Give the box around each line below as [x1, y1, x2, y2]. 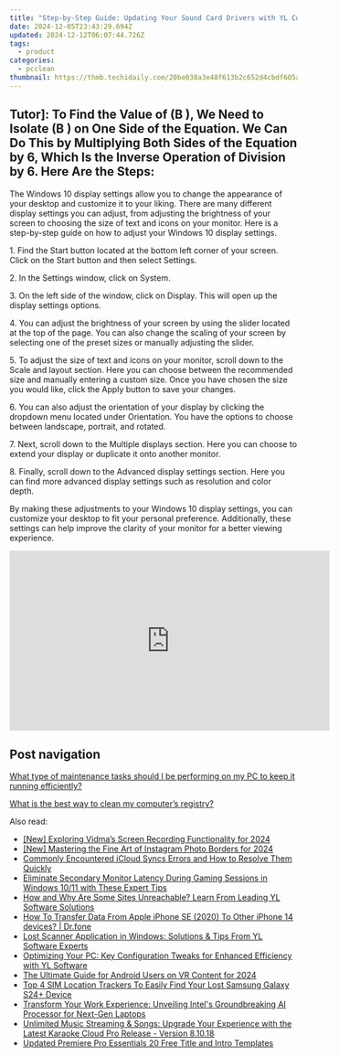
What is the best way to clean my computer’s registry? [9, 798, 215, 809]
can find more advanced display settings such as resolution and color [9, 475, 271, 486]
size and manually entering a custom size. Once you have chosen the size [9, 374, 288, 385]
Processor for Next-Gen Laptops [22, 1009, 146, 1020]
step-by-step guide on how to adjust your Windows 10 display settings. [9, 227, 277, 238]
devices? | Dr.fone [22, 921, 91, 933]
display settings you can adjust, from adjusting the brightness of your [9, 208, 271, 219]
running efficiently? [9, 781, 82, 792]
